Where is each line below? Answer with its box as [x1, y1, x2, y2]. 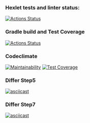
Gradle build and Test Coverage [5, 28, 85, 36]
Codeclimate [5, 52, 38, 59]
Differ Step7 [5, 101, 36, 108]
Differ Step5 [5, 77, 36, 84]
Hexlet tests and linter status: [5, 4, 80, 11]
